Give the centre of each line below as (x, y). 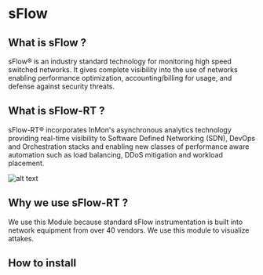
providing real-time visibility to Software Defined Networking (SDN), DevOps (132, 138)
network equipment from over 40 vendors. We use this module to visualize (129, 230)
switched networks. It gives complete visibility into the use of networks (123, 70)
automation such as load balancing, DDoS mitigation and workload (116, 154)
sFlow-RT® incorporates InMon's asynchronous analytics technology (120, 129)
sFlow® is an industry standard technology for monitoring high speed (120, 61)
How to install (42, 263)
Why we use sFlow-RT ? (68, 203)
